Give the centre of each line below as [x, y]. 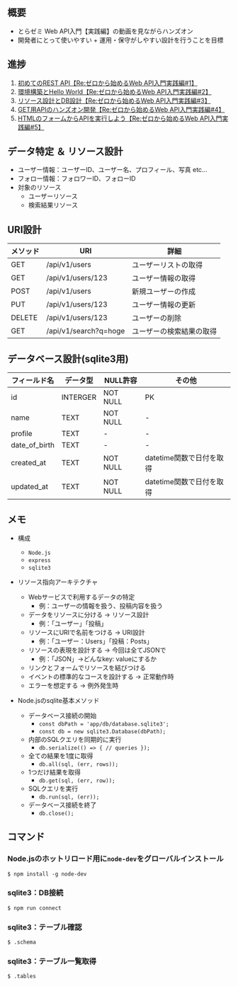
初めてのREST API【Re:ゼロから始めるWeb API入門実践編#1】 [108, 83]
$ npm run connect [34, 908]
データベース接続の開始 [62, 715]
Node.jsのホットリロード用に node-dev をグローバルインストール [116, 859]
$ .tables [22, 976]
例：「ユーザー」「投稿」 [73, 623]
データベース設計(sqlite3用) [68, 359]
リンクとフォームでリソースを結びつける [87, 667]
